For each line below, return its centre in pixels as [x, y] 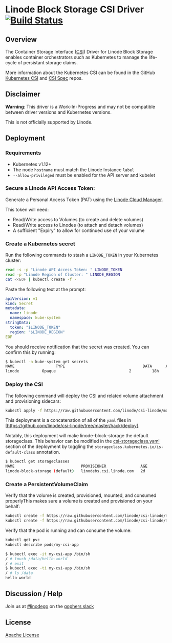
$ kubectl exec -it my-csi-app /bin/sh [48, 554]
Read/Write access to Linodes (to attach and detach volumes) [78, 225]
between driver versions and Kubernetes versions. [58, 112]
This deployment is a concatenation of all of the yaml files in [68, 420]
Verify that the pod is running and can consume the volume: [69, 530]
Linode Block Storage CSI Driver [75, 10]
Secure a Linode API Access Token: [50, 188]
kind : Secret [19, 303]
